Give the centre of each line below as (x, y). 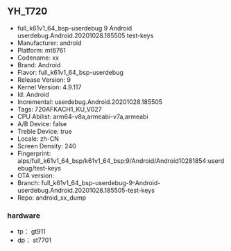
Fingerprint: (34, 153)
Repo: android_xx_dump (52, 198)
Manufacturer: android (49, 43)
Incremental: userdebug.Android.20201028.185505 (90, 102)
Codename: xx (38, 58)
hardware (24, 216)
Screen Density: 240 (46, 146)
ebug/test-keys (39, 168)
